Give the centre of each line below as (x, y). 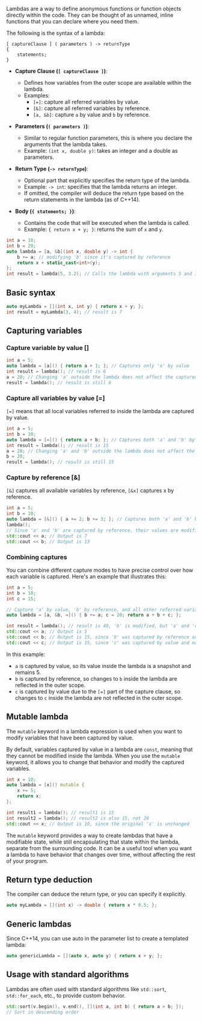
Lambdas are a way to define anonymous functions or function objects (94, 9)
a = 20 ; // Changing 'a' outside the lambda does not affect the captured (102, 377)
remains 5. (28, 672)
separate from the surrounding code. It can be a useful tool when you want (99, 848)
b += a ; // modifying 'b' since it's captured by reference (94, 257)
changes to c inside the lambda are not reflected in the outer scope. (99, 698)
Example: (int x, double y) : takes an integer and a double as (101, 151)
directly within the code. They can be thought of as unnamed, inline (90, 15)
